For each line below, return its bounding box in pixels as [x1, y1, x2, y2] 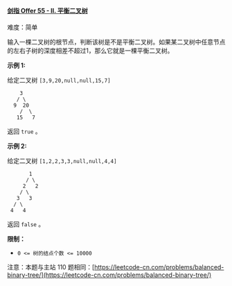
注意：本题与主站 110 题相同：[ [7, 263, 95, 271]
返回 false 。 [7, 220, 45, 228]
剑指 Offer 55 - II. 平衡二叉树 [7, 6, 88, 15]
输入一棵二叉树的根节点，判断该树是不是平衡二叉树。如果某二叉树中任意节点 [7, 38, 226, 47]
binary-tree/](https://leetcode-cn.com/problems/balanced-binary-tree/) [7, 271, 212, 279]
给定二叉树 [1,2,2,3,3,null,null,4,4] [7, 157, 117, 165]
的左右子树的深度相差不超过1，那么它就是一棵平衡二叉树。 [7, 47, 174, 55]
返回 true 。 [7, 127, 42, 135]
